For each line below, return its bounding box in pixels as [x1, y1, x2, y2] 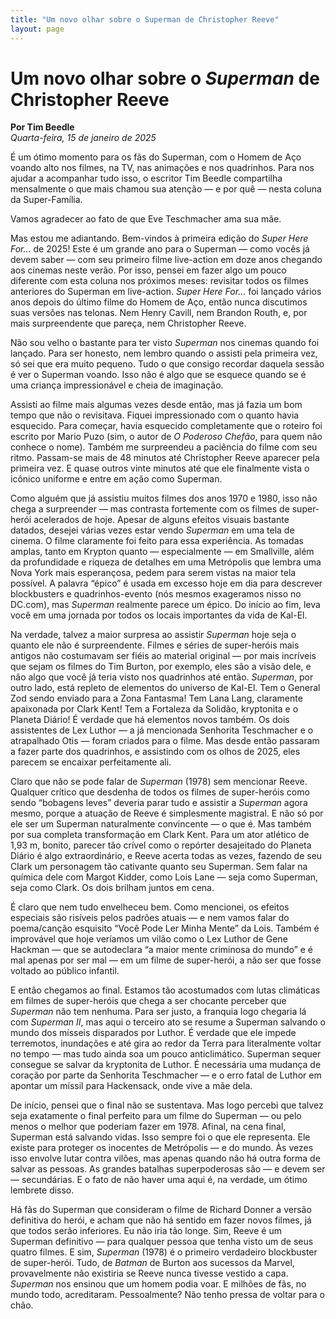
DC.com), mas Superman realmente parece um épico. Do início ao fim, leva [10, 599, 321, 611]
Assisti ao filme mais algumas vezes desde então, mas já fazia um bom [10, 399, 303, 411]
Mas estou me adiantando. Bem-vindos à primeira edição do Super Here [10, 232, 309, 245]
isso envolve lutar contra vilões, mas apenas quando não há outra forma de [10, 1152, 321, 1165]
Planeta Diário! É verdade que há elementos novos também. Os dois [10, 714, 290, 726]
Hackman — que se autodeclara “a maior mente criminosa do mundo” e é [10, 944, 314, 956]
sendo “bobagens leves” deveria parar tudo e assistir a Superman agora [10, 797, 308, 809]
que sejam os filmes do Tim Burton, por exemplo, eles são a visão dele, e [10, 661, 312, 673]
